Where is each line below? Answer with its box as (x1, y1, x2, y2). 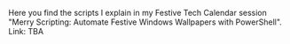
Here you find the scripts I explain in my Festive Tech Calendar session (8, 8, 268, 18)
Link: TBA (8, 26, 44, 36)
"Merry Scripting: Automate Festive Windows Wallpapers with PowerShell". (8, 17, 283, 27)
